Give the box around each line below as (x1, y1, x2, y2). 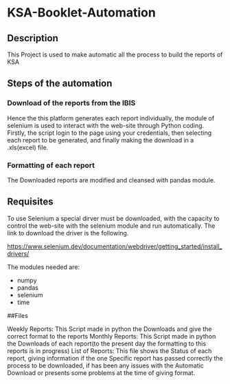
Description (7, 32, 58, 44)
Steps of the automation (7, 78, 113, 89)
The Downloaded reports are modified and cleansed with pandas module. (7, 175, 216, 184)
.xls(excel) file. (7, 143, 49, 151)
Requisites (7, 196, 54, 208)
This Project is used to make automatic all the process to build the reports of (7, 50, 223, 58)
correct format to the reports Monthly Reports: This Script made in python (7, 332, 216, 340)
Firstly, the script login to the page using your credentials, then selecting (7, 129, 212, 137)
